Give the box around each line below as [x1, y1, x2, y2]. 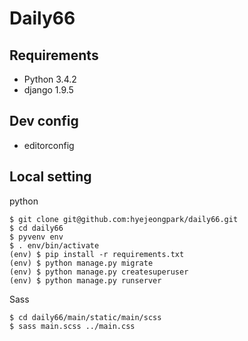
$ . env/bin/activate [9, 240, 100, 251]
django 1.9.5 [23, 84, 74, 96]
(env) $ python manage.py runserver [9, 275, 162, 286]
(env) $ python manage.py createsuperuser [9, 267, 189, 277]
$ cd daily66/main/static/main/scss [9, 312, 162, 322]
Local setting [9, 168, 92, 186]
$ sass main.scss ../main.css [9, 321, 136, 331]
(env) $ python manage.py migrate [9, 258, 154, 268]
